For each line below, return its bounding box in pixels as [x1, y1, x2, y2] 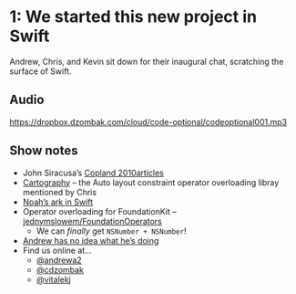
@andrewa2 [36, 254, 82, 266]
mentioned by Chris [22, 186, 97, 197]
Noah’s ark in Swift [22, 196, 94, 207]
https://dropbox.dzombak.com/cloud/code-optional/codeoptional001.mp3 [9, 116, 288, 127]
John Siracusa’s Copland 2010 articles [22, 167, 164, 178]
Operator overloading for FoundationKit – [22, 205, 177, 216]
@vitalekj [36, 274, 71, 285]
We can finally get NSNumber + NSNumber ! [36, 226, 187, 236]
